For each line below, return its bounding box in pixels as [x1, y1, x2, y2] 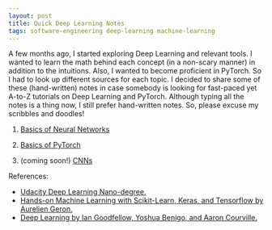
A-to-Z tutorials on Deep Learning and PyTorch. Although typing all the [8, 92, 244, 102]
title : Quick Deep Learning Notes [8, 19, 125, 27]
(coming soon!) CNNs [19, 156, 93, 165]
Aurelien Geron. [19, 204, 73, 214]
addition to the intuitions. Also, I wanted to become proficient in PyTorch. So [8, 66, 261, 76]
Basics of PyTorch [19, 140, 81, 150]
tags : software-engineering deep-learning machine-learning [8, 27, 216, 35]
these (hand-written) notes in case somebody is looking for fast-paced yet [8, 83, 257, 93]
